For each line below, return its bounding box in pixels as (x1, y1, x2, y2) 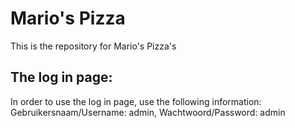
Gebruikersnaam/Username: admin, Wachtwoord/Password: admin (10, 106, 286, 118)
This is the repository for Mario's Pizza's (10, 40, 177, 52)
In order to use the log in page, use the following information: (10, 95, 262, 107)
